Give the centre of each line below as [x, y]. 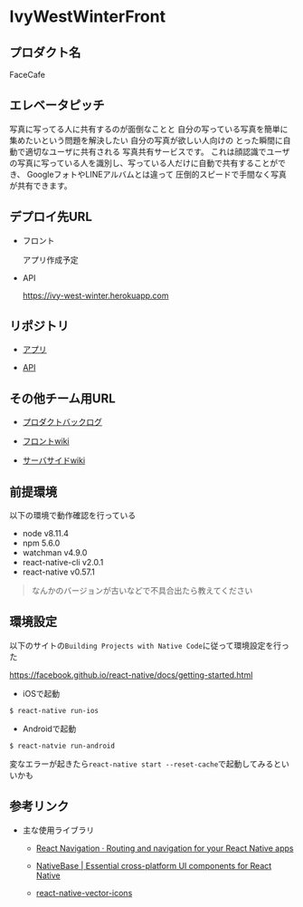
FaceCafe [27, 75]
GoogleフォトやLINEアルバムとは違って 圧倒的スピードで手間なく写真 [157, 174]
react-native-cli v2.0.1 [63, 563]
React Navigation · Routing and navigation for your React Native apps [165, 848]
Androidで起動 [49, 728]
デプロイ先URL [51, 217]
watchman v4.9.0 [55, 553]
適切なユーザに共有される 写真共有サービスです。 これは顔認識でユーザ [157, 151]
